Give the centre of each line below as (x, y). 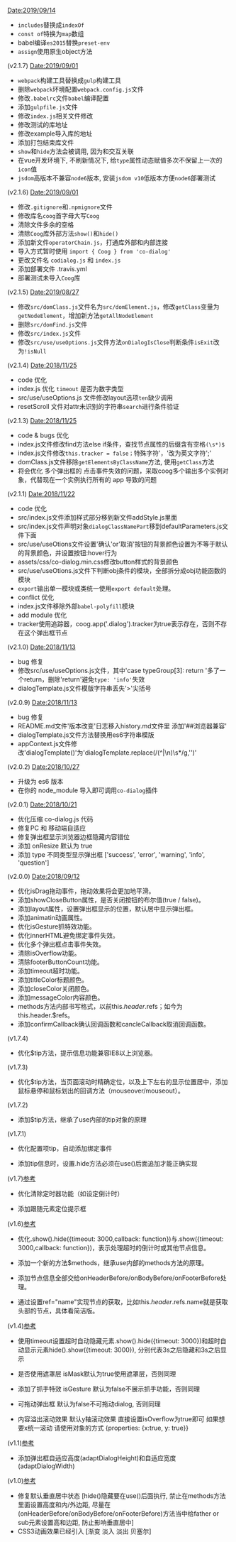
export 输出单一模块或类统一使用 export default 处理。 (96, 588)
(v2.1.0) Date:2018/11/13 (41, 647)
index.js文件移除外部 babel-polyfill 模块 (76, 606)
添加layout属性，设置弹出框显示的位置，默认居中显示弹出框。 (107, 909)
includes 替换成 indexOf (51, 25)
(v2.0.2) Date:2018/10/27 (44, 767)
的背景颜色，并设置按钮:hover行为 (67, 553)
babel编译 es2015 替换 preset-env (64, 43)
